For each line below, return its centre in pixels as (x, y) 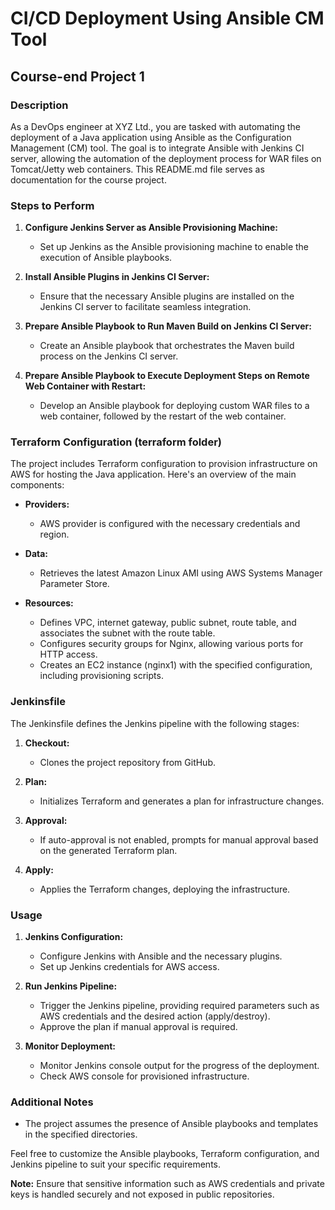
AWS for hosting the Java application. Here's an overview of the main (153, 474)
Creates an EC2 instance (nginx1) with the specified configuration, (176, 665)
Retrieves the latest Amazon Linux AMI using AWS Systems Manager (181, 573)
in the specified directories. (81, 1134)
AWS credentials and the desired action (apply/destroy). (155, 1016)
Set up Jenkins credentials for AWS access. (129, 967)
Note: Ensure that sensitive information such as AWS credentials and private (167, 1184)
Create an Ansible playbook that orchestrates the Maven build (167, 346)
